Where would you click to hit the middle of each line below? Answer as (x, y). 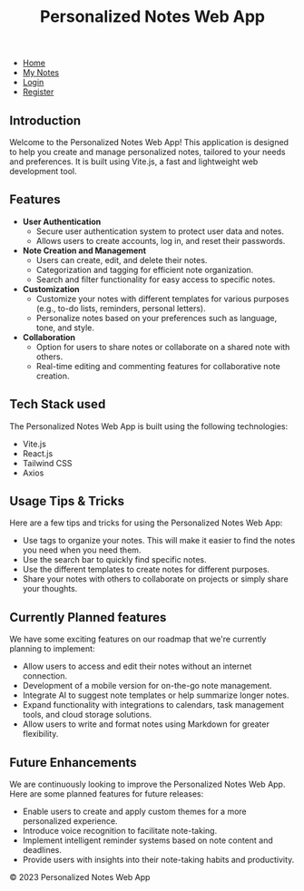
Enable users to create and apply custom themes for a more (134, 812)
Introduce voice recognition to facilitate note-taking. (120, 831)
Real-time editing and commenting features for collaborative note (158, 366)
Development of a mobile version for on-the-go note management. (147, 686)
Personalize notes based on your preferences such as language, (157, 318)
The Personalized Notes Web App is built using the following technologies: (149, 426)
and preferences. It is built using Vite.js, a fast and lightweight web (134, 162)
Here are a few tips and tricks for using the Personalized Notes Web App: (146, 523)
